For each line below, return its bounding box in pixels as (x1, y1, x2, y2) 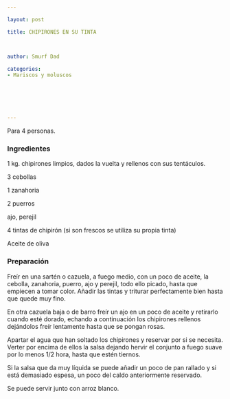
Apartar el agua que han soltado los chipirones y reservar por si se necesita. (7, 335, 223, 344)
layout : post (7, 16, 45, 23)
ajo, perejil (7, 213, 36, 221)
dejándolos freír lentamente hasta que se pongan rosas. (7, 322, 165, 330)
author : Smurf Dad (7, 53, 60, 60)
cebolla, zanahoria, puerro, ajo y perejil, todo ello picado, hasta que (7, 279, 198, 288)
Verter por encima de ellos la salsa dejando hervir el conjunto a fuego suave (7, 343, 222, 351)
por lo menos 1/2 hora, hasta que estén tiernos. (7, 350, 141, 358)
